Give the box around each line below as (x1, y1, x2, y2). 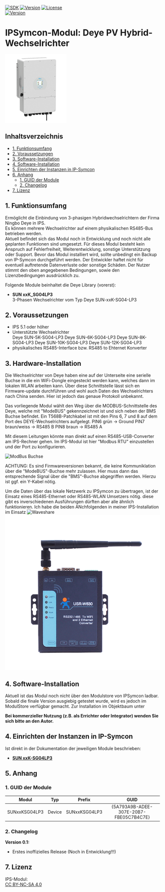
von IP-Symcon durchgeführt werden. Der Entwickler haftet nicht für (5, 256, 143, 262)
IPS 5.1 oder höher (12, 324, 49, 330)
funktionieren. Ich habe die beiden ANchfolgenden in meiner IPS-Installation (5, 504, 159, 510)
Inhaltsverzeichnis (5, 132, 63, 141)
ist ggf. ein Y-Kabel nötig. (5, 479, 56, 485)
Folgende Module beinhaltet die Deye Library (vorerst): (5, 282, 116, 288)
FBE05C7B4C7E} (114, 814, 150, 821)
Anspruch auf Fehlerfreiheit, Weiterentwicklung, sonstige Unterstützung (5, 246, 151, 252)
